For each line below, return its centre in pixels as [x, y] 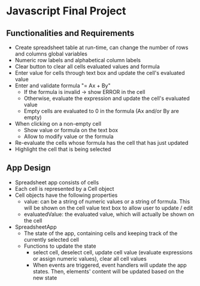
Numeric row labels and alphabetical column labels [78, 60]
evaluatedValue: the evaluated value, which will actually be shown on [109, 214]
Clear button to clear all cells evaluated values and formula [87, 66]
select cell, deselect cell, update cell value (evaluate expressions [113, 252]
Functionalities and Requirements [70, 33]
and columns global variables [51, 54]
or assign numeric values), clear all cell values [90, 258]
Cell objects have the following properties [66, 195]
